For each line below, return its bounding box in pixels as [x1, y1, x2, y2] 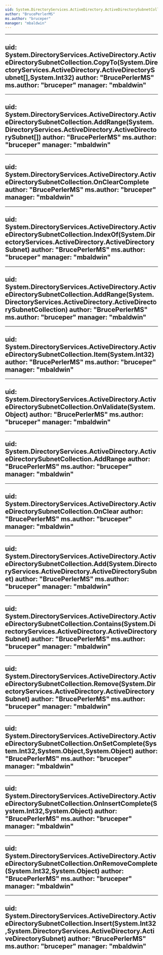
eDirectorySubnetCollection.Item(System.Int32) [5, 350, 154, 359]
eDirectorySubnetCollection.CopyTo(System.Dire [5, 58, 158, 66]
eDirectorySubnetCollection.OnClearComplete [5, 178, 149, 187]
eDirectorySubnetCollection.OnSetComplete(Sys [5, 740, 157, 748]
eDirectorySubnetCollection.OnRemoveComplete [5, 859, 158, 868]
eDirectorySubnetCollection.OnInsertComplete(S [5, 799, 158, 808]
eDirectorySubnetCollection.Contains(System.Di [5, 620, 156, 628]
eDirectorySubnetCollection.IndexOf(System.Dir [5, 231, 156, 239]
